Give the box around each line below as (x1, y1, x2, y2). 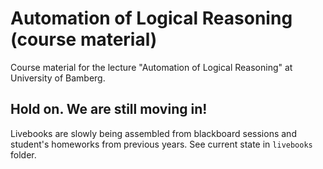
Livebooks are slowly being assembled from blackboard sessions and (10, 127, 297, 139)
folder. (10, 148, 37, 161)
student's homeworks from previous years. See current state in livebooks (10, 138, 313, 150)
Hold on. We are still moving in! (10, 101, 208, 118)
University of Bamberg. (10, 72, 106, 84)
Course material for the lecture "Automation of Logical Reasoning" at (10, 61, 293, 73)
